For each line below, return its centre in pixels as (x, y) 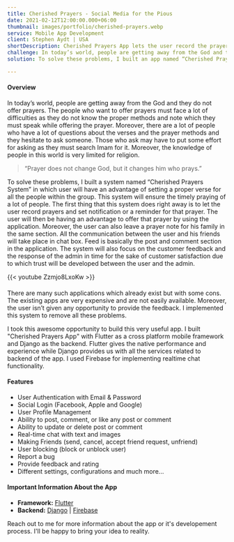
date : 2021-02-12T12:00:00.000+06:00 (62, 20)
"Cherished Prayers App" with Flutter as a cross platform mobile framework (116, 336)
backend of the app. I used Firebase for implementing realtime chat (104, 358)
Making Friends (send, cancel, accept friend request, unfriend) (108, 442)
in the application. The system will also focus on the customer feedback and (117, 248)
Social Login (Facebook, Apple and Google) (80, 405)
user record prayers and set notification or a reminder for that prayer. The (112, 211)
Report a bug (36, 456)
